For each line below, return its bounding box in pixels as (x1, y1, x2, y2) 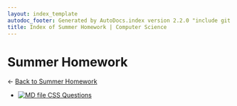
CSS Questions (47, 91, 93, 100)
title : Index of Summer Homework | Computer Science (7, 23, 167, 30)
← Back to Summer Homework (7, 77, 98, 86)
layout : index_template (7, 10, 78, 18)
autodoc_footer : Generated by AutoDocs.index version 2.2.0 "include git (7, 17, 231, 24)
